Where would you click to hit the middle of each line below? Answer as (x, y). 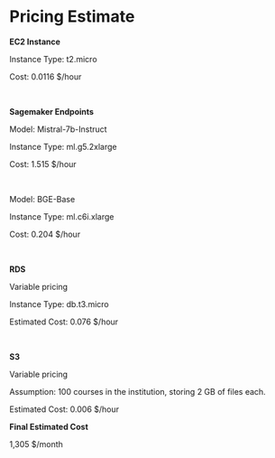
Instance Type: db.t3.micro (60, 304)
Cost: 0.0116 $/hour (46, 76)
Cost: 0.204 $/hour (45, 234)
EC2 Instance (35, 42)
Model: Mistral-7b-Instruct (58, 129)
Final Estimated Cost (49, 426)
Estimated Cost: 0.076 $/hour (64, 322)
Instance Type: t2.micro (53, 59)
